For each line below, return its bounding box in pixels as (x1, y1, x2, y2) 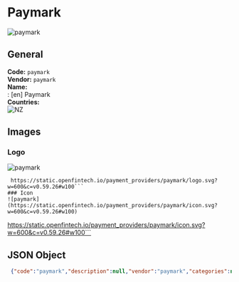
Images (7, 126, 41, 138)
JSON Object (7, 249, 66, 261)
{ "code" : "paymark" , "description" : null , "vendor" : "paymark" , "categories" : (10, 268, 231, 275)
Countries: (7, 98, 40, 106)
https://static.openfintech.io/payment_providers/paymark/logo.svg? (10, 177, 218, 184)
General (7, 48, 44, 61)
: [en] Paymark (7, 90, 51, 98)
